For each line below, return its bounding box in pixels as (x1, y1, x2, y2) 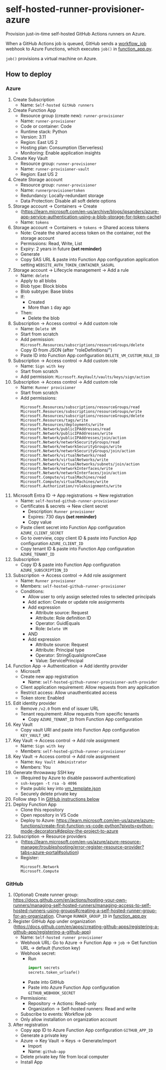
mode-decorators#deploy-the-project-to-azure (20, 828, 118, 834)
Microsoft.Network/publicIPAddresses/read (20, 426, 111, 432)
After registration (13, 1021, 48, 1027)
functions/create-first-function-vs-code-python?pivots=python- (20, 822, 154, 828)
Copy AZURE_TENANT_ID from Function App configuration (28, 716, 142, 722)
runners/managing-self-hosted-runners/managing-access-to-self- (13, 902, 151, 908)
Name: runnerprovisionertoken (20, 187, 85, 193)
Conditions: (20, 588, 45, 594)
